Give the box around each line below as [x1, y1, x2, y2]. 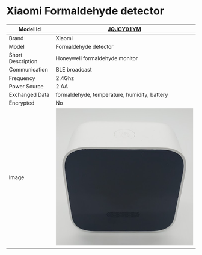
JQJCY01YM [107, 26, 141, 33]
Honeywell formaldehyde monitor [55, 54, 138, 61]
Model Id [18, 26, 41, 33]
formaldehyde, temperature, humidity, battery [55, 91, 168, 99]
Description [8, 58, 38, 65]
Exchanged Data [8, 91, 50, 99]
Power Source [8, 82, 44, 90]
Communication [8, 66, 48, 73]
